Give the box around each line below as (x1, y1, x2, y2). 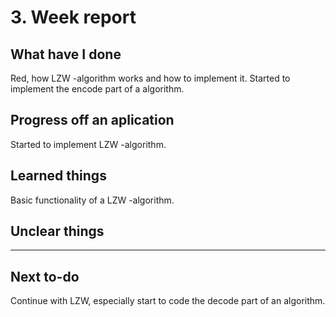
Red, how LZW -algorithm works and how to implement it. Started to (10, 72, 291, 84)
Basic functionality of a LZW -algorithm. (10, 194, 175, 206)
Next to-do (10, 268, 80, 285)
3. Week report (10, 6, 137, 29)
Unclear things (10, 223, 105, 240)
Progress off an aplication (10, 112, 175, 129)
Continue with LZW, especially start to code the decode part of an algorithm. (10, 295, 326, 307)
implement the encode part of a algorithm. (10, 83, 185, 95)
